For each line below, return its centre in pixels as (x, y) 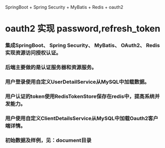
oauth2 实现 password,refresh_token (83, 29)
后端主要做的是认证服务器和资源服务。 (51, 67)
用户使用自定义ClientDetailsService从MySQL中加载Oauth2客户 (82, 118)
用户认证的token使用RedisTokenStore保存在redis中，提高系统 (80, 96)
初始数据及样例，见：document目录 (48, 140)
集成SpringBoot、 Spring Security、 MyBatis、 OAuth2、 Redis (82, 46)
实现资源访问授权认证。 (33, 53)
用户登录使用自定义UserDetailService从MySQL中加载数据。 (78, 82)
